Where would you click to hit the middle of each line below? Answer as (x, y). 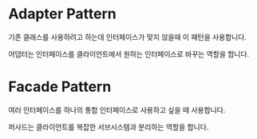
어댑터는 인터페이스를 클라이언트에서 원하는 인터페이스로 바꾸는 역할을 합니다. (129, 54)
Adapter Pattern (63, 14)
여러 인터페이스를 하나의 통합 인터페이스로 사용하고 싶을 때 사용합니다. (117, 109)
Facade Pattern (60, 87)
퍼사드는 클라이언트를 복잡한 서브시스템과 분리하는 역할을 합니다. (109, 127)
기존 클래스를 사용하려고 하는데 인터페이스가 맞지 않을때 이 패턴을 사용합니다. (128, 37)
